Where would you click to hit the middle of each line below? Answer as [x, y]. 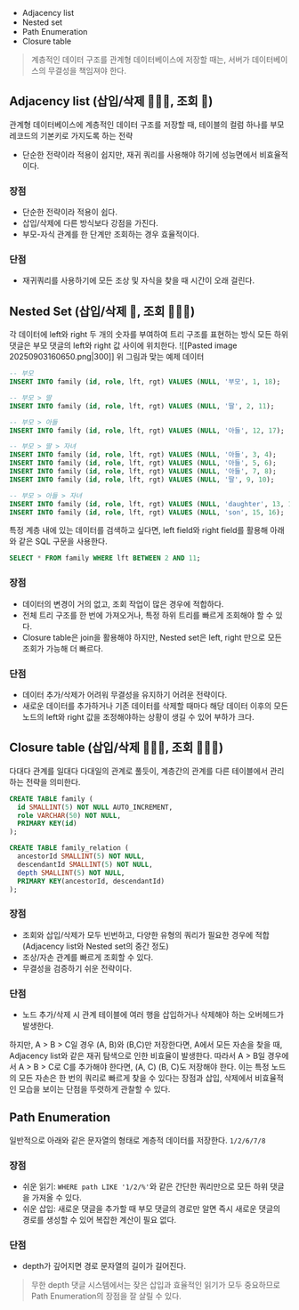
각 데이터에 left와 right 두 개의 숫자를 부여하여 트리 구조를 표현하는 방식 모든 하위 [149, 335]
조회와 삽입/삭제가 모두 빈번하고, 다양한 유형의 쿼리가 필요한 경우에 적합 [145, 934]
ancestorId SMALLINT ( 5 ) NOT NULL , [81, 856]
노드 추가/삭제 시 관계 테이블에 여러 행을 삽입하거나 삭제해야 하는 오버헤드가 [153, 1015]
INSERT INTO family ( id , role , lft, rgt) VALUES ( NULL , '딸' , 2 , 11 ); [142, 406]
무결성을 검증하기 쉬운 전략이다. [77, 968]
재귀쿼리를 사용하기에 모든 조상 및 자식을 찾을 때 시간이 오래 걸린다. [138, 280]
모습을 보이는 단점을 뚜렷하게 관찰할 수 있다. [94, 1088]
